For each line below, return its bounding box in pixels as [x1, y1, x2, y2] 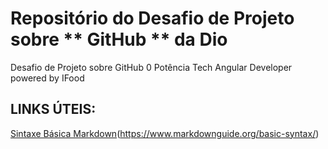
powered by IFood [10, 72, 85, 84]
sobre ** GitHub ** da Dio [10, 28, 228, 51]
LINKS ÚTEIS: [10, 101, 97, 118]
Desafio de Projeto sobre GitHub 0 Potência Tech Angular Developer [10, 61, 293, 73]
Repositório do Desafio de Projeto [10, 7, 295, 30]
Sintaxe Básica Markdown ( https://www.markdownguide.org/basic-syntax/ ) [10, 127, 320, 139]
